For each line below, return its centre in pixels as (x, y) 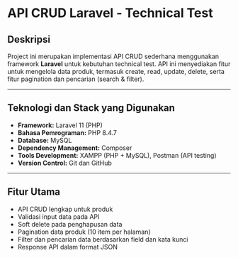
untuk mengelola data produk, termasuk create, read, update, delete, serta (116, 71)
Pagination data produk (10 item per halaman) (84, 232)
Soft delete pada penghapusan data (70, 224)
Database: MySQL (45, 140)
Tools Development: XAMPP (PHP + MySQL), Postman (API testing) (117, 155)
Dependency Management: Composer (75, 148)
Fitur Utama (34, 192)
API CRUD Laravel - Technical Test (110, 13)
